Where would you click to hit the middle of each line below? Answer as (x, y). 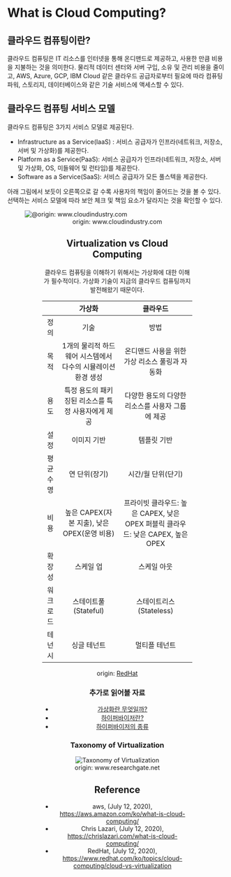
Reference (117, 789)
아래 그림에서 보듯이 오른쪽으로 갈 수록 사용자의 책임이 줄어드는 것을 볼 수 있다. (114, 191)
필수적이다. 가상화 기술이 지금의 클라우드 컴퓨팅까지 (121, 281)
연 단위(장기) (89, 474)
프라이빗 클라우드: (151, 503)
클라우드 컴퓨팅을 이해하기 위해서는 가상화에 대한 (111, 272)
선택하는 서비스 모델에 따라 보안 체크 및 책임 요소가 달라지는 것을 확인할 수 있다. (115, 200)
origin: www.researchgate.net (117, 768)
